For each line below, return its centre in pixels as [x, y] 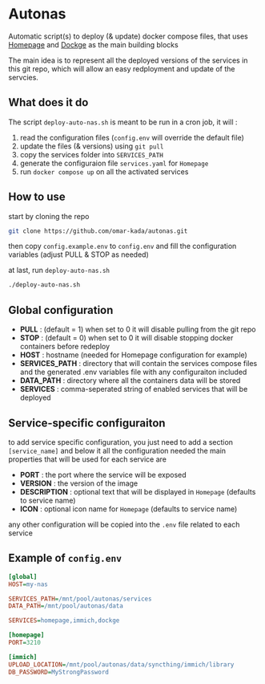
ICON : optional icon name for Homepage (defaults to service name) [128, 509]
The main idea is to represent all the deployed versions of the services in [128, 60]
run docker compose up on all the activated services [104, 171]
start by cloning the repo [49, 216]
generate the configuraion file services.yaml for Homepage [114, 163]
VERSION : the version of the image [79, 483]
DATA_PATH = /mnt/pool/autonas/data [66, 606]
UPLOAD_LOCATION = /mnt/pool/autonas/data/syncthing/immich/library [121, 664]
